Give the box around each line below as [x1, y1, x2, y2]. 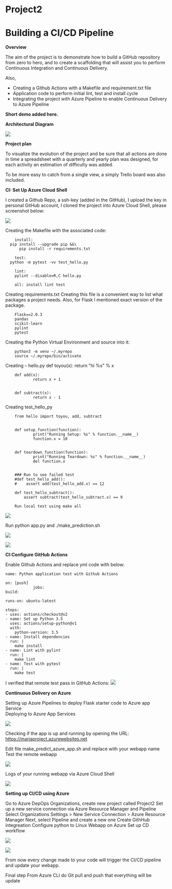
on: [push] [5, 580, 29, 586]
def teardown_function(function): [14, 450, 88, 455]
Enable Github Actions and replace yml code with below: [5, 561, 125, 568]
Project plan [5, 141, 32, 147]
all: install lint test [14, 282, 66, 288]
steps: [5, 608, 20, 613]
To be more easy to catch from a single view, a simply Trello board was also [5, 172, 166, 178]
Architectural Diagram [5, 121, 54, 127]
